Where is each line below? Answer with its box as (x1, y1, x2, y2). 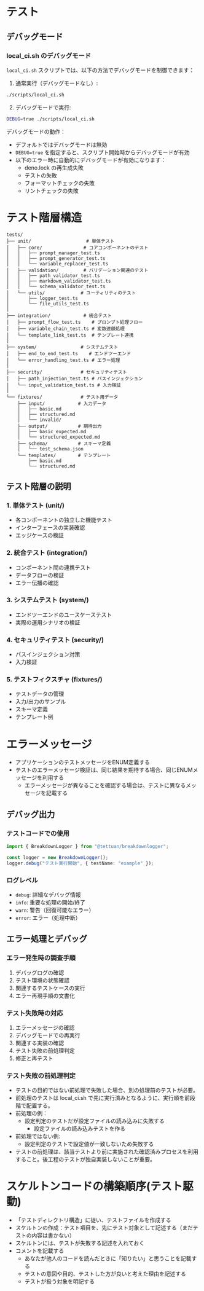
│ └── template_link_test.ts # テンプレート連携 (6, 332, 134, 338)
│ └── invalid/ (17, 417, 62, 423)
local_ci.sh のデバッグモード (6, 51, 91, 60)
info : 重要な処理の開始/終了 (15, 898, 86, 906)
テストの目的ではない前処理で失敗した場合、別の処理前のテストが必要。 (15, 1086, 198, 1094)
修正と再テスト (15, 1054, 53, 1062)
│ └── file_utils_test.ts (6, 300, 89, 307)
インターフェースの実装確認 (15, 524, 85, 532)
